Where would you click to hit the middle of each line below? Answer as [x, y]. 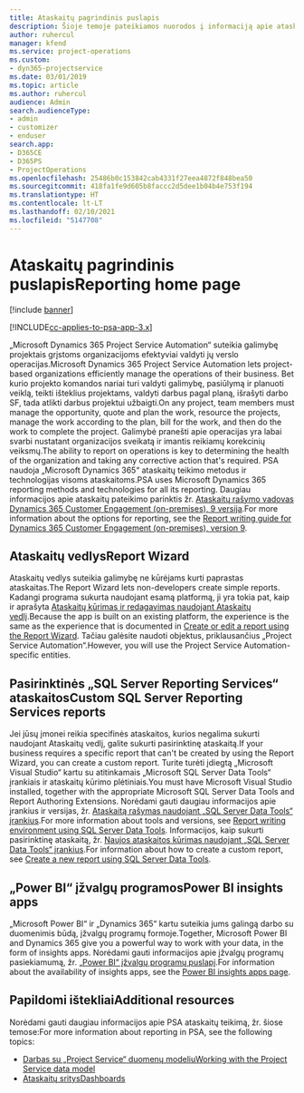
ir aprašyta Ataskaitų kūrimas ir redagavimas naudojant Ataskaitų [130, 607]
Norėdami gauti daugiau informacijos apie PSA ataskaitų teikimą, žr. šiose [146, 1022]
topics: [22, 1041]
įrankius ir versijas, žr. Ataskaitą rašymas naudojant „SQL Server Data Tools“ [151, 811]
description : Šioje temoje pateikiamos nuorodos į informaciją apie [141, 26]
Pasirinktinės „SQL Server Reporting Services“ [144, 683]
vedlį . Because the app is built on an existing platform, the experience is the [149, 617]
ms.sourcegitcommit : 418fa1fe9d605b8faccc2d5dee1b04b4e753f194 [131, 187]
